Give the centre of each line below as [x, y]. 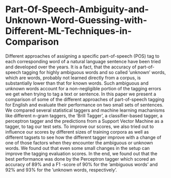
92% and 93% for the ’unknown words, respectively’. [61, 170]
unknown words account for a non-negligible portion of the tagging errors [83, 88]
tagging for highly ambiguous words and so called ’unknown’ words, [94, 72]
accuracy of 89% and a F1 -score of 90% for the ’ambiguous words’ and [81, 164]
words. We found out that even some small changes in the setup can [78, 148]
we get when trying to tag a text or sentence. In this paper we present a [81, 94]
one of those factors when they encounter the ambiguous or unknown [79, 143]
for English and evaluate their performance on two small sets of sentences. [84, 105]
